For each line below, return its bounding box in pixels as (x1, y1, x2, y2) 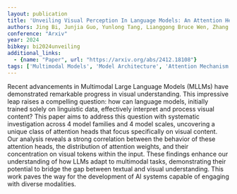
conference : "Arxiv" (7, 30, 68, 37)
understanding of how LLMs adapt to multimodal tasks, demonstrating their (7, 157, 226, 166)
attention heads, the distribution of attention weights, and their (7, 142, 189, 150)
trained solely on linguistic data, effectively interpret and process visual (7, 104, 215, 113)
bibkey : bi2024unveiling (7, 43, 80, 50)
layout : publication (7, 10, 68, 18)
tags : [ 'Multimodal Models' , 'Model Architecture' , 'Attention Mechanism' (7, 63, 232, 70)
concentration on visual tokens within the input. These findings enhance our (7, 150, 229, 158)
